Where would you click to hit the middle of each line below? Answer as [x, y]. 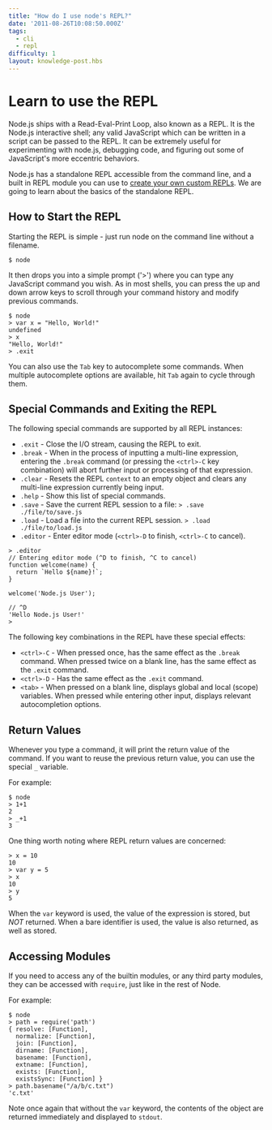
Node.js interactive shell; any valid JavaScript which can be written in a [127, 132]
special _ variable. [38, 767]
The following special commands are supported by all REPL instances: [125, 429]
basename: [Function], [54, 1058]
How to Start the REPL [65, 217]
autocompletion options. [61, 705]
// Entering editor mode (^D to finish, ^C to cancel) [103, 558]
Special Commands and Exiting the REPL [113, 410]
